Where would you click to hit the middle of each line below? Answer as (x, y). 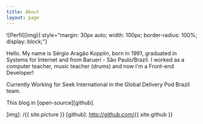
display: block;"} (27, 41)
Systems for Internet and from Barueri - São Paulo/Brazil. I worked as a (95, 60)
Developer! (20, 72)
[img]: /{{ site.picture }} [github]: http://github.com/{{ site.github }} (90, 114)
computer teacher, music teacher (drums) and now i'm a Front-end (90, 66)
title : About (23, 12)
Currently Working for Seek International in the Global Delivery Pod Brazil (98, 84)
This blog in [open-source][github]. (51, 102)
